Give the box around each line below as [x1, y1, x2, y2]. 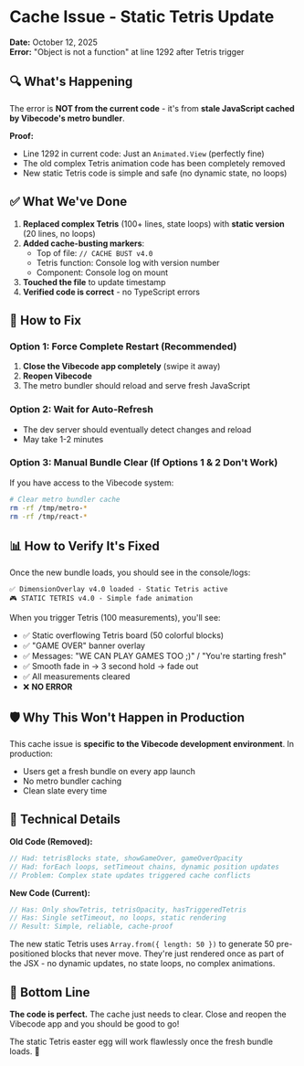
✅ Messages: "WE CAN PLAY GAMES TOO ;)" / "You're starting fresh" [22, 651, 288, 662]
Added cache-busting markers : [22, 238, 145, 249]
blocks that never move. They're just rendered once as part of [51, 948, 285, 959]
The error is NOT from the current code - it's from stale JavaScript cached [9, 102, 295, 113]
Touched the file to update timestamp [22, 276, 166, 287]
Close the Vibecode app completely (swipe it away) [22, 361, 221, 372]
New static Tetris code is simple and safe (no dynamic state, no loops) [22, 167, 288, 178]
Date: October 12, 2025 [9, 37, 99, 48]
